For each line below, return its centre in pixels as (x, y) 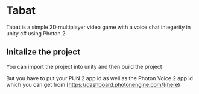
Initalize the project (43, 52)
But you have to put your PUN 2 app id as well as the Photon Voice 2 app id (99, 78)
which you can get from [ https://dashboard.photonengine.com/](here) (93, 84)
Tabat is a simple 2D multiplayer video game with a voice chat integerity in (99, 27)
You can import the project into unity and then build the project (84, 66)
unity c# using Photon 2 (36, 33)
